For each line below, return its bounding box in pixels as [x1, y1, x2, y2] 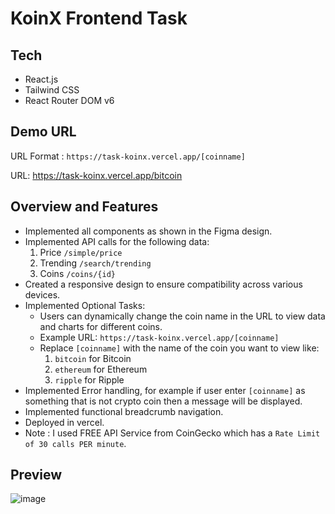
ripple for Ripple [54, 373, 125, 386]
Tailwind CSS [24, 84, 80, 96]
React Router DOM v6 [24, 95, 115, 106]
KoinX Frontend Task [10, 7, 188, 30]
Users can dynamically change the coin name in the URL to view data [39, 310, 326, 322]
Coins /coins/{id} [39, 267, 116, 279]
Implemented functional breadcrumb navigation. [24, 405, 224, 417]
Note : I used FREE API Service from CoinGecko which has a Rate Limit [24, 427, 321, 439]
